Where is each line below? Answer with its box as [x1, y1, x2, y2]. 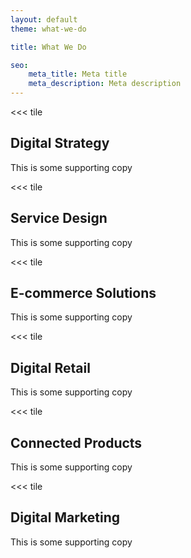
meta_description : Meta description [28, 79, 182, 89]
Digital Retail [10, 359, 91, 376]
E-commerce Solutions [10, 285, 157, 302]
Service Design [10, 210, 108, 227]
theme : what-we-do [10, 24, 87, 34]
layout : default [10, 14, 78, 25]
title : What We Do [10, 42, 87, 52]
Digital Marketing [10, 509, 121, 526]
